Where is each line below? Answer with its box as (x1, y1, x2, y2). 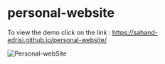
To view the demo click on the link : (7, 28, 111, 37)
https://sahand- (112, 28, 158, 37)
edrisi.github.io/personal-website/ (7, 35, 107, 44)
